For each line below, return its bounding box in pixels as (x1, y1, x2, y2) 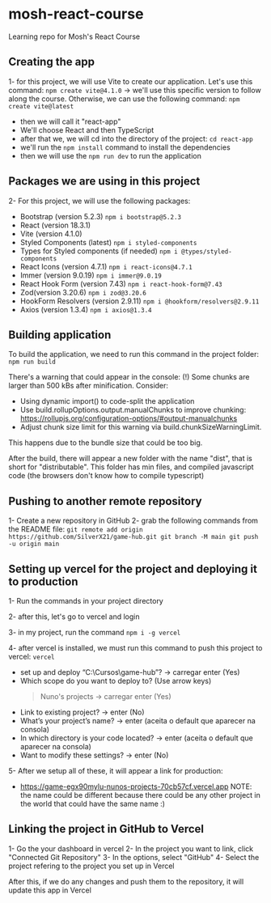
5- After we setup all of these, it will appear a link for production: (8, 766, 223, 775)
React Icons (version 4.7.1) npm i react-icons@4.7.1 (19, 261, 193, 271)
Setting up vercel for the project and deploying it (8, 562, 257, 575)
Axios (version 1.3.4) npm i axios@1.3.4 (19, 304, 152, 314)
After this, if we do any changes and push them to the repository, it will (8, 876, 244, 886)
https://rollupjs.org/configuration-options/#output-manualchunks (19, 413, 238, 423)
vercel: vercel (8, 652, 55, 661)
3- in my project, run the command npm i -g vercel (8, 628, 181, 637)
